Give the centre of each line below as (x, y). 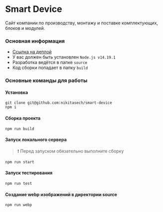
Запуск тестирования (29, 173)
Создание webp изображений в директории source (61, 194)
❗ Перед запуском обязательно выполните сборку (71, 151)
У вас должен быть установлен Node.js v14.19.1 (64, 57)
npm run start (20, 162)
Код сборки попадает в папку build (50, 68)
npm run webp (19, 205)
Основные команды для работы (46, 80)
